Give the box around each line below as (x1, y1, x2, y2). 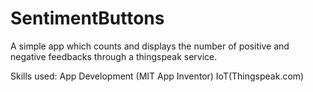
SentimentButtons (10, 7, 165, 30)
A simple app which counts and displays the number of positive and (10, 40, 290, 52)
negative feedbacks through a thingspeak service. (10, 50, 218, 62)
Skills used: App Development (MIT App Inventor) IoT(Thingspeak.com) (10, 70, 305, 82)
